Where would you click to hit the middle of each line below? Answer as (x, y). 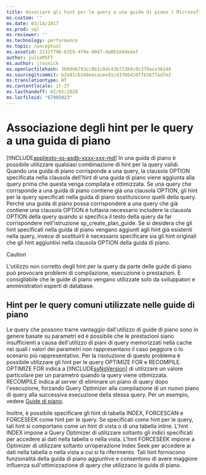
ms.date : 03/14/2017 (33, 23)
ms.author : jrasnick (33, 63)
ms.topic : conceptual (34, 47)
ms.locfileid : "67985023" (39, 97)
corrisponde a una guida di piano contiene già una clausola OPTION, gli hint (102, 190)
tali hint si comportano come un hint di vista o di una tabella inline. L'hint (97, 426)
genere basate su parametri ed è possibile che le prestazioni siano (90, 336)
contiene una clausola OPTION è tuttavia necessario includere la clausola (99, 210)
